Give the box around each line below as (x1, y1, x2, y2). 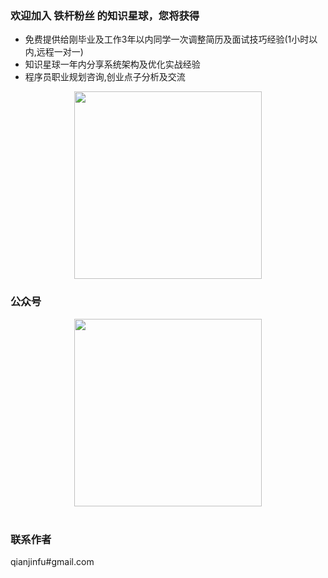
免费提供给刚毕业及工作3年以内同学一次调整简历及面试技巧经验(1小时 (24, 33, 310, 46)
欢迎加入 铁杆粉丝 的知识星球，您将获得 (10, 8, 200, 22)
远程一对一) (36, 46, 84, 58)
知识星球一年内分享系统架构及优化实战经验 (24, 58, 201, 71)
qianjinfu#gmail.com (10, 555, 95, 567)
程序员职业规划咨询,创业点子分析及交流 (24, 71, 186, 83)
